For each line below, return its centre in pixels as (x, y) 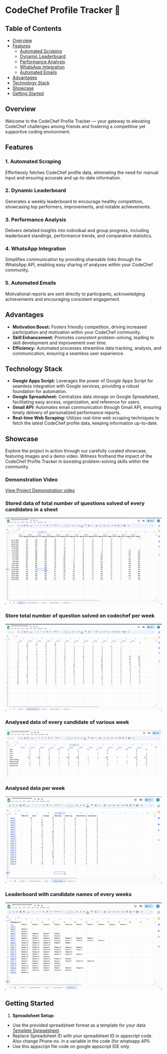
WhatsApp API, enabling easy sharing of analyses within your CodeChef (79, 265)
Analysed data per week (35, 788)
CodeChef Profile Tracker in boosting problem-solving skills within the (77, 461)
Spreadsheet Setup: (34, 1015)
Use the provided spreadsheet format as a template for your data (79, 1025)
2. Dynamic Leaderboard (36, 190)
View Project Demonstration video (40, 491)
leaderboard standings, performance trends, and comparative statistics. (79, 236)
